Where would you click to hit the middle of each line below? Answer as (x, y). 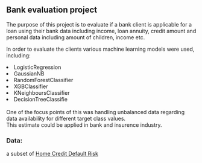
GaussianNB (29, 73)
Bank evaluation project (52, 10)
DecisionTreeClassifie (41, 99)
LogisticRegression (38, 67)
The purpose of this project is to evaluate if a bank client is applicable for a (99, 24)
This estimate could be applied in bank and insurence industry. (84, 125)
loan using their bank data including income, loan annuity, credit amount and (101, 31)
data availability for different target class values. (66, 118)
